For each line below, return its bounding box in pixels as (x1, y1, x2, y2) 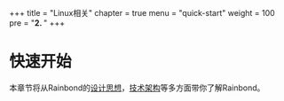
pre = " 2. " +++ (9, 18, 66, 28)
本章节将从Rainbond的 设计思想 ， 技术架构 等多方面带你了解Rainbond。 (9, 82, 265, 93)
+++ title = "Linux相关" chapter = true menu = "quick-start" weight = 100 (9, 8, 275, 18)
